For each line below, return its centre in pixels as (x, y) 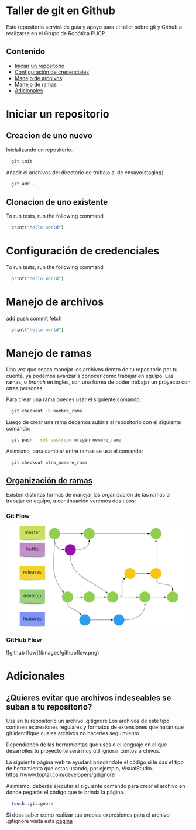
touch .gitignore (32, 804)
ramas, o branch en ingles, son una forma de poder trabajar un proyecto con (98, 382)
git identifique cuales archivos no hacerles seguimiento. (73, 733)
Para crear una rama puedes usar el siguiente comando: (74, 399)
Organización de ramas (49, 481)
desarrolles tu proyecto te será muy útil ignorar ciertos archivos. (83, 751)
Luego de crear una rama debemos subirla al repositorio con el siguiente (94, 422)
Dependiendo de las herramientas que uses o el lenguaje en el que (87, 745)
